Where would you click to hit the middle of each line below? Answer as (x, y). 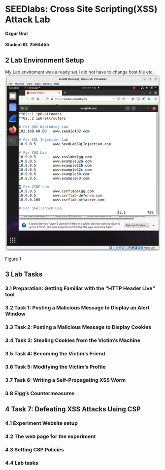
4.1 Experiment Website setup (41, 423)
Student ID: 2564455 (27, 45)
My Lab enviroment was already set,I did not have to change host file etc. (80, 72)
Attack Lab (28, 19)
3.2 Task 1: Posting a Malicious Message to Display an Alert (78, 308)
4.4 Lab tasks (22, 463)
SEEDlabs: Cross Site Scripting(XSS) (81, 9)
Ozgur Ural (16, 34)
